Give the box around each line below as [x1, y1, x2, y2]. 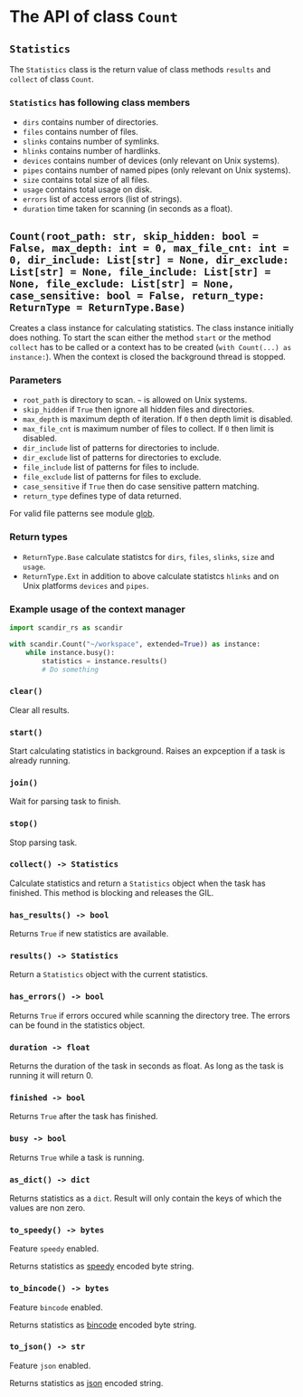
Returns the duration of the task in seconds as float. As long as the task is [9, 1060, 284, 1071]
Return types [9, 531, 68, 544]
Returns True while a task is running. [9, 1152, 145, 1163]
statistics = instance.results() [42, 656, 168, 666]
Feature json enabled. [9, 1360, 91, 1371]
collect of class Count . [9, 74, 95, 84]
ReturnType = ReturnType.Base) [9, 300, 186, 314]
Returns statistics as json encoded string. [9, 1377, 164, 1388]
